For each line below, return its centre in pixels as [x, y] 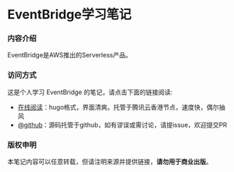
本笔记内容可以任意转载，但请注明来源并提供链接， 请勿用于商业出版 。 [110, 162]
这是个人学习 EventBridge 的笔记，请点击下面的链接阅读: [90, 92]
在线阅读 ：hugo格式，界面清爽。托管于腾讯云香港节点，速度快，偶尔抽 [121, 107]
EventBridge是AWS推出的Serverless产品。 [70, 55]
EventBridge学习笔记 [69, 15]
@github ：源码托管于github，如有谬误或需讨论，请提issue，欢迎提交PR [122, 125]
